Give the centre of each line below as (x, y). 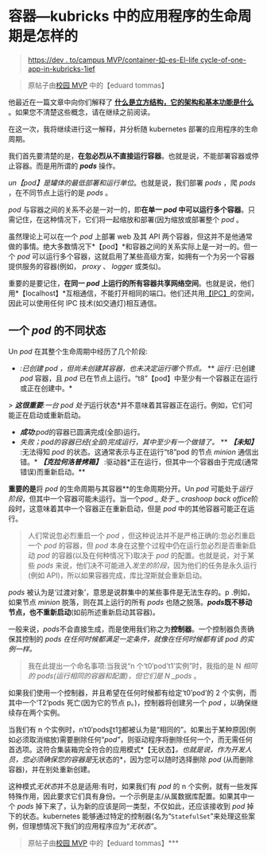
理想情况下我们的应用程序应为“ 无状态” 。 (95, 826)
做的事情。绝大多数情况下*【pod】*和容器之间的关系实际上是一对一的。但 (130, 246)
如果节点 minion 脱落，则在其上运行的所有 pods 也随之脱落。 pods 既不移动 (130, 602)
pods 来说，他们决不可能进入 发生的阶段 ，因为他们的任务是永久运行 (147, 565)
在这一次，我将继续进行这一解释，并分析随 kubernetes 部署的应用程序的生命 (133, 129)
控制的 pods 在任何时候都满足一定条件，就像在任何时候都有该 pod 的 (135, 638)
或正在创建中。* (46, 388)
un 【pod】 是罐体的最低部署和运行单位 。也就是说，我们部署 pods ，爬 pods (132, 182)
